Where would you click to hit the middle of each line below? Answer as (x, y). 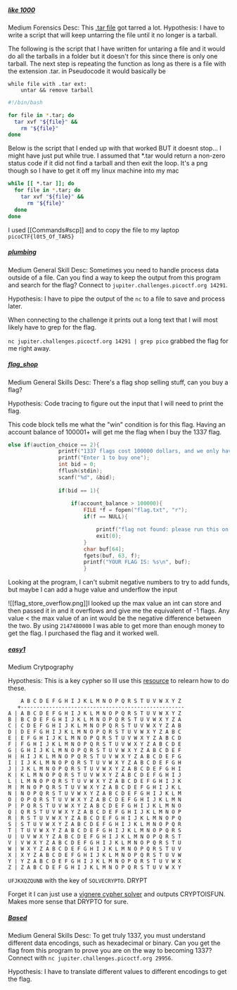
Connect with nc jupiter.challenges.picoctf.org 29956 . (90, 958)
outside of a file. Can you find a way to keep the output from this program (114, 277)
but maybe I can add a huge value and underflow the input (93, 590)
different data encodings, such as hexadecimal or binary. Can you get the (114, 943)
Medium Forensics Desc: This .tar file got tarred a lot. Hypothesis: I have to (116, 27)
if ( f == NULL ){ (106, 517)
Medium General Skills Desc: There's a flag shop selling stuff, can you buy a (118, 382)
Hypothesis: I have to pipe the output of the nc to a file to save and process (117, 299)
